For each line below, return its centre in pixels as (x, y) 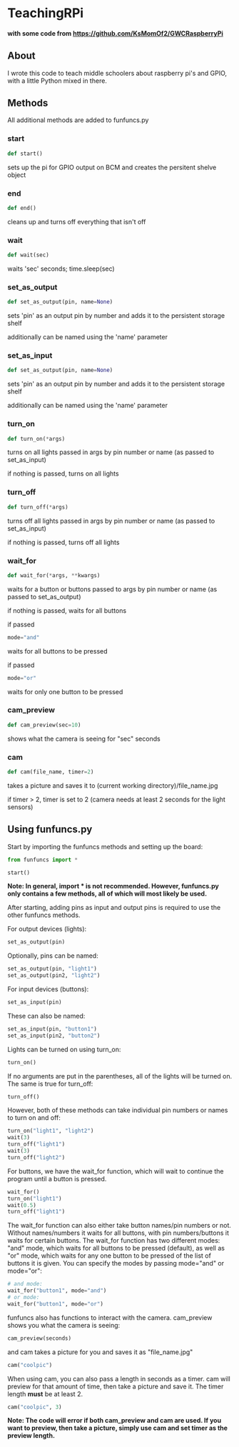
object (17, 175)
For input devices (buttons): (48, 989)
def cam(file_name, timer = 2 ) (51, 772)
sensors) (20, 807)
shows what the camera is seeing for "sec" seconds (84, 738)
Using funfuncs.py (50, 830)
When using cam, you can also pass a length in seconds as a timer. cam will (119, 1378)
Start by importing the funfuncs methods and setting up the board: (105, 846)
